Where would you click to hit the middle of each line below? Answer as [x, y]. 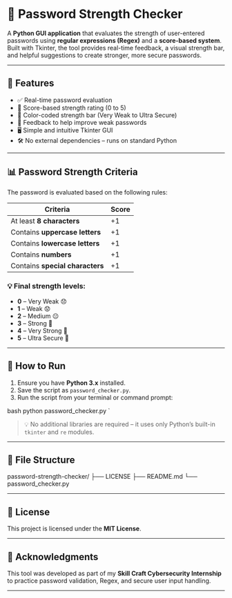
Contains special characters [57, 266]
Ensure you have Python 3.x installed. [71, 383]
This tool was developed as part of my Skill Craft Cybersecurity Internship [115, 574]
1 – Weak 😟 [34, 308]
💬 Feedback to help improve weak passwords [82, 122]
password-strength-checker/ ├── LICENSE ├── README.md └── [103, 477]
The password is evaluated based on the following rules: [87, 192]
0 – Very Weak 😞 [42, 301]
